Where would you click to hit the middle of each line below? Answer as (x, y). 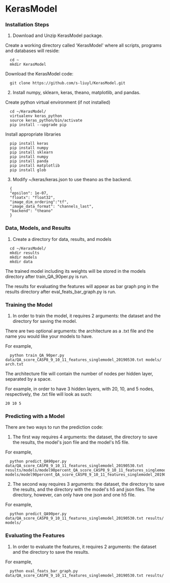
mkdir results (25, 253)
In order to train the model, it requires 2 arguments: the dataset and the (87, 316)
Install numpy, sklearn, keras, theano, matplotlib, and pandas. (76, 93)
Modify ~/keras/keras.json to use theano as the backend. (72, 180)
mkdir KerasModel (28, 65)
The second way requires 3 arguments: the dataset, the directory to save (89, 484)
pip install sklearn (31, 152)
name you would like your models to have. (49, 337)
